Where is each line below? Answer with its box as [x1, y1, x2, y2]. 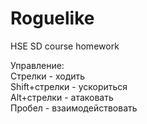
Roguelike [10, 7, 95, 30]
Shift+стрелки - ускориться [10, 80, 128, 92]
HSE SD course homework [10, 40, 120, 52]
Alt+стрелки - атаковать [10, 91, 114, 103]
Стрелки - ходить [10, 70, 86, 82]
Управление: [10, 59, 65, 71]
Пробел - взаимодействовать [10, 102, 138, 114]
